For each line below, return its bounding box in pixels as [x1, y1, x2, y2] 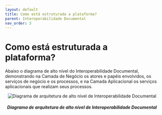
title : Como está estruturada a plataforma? [5, 12, 97, 17]
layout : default [5, 7, 38, 12]
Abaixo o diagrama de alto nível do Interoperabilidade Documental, [5, 68, 139, 74]
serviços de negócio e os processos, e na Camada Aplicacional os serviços [5, 78, 157, 84]
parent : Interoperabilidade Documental [5, 16, 86, 21]
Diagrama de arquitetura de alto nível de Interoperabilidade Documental [7, 104, 157, 110]
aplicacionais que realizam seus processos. [5, 84, 93, 90]
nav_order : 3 [5, 20, 32, 26]
